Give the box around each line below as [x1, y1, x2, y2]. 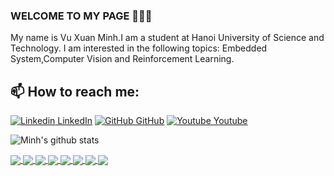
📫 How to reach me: [10, 83, 140, 100]
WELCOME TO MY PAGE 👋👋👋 [10, 9, 153, 23]
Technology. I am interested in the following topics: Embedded [10, 42, 268, 54]
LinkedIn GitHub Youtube [57, 115, 248, 127]
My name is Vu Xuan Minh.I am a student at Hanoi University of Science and [10, 32, 325, 44]
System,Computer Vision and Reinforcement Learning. [10, 53, 235, 65]
